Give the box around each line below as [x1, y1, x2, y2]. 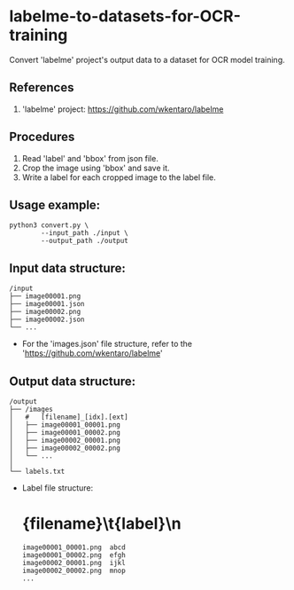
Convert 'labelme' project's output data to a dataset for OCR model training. [9, 54, 285, 65]
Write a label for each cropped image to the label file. [21, 171, 216, 183]
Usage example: [9, 197, 101, 212]
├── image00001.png [9, 292, 81, 301]
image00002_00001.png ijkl [21, 558, 126, 567]
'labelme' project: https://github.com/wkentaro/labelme [21, 104, 224, 114]
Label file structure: [21, 483, 94, 493]
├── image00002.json [9, 315, 86, 325]
